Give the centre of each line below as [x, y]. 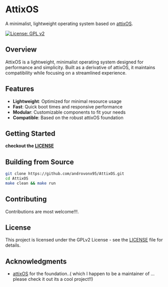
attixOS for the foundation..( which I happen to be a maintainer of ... [83, 274]
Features [20, 89]
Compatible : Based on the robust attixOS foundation [68, 117]
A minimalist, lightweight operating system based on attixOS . [69, 24]
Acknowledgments [36, 261]
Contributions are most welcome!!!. [42, 211]
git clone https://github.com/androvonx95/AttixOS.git [65, 174]
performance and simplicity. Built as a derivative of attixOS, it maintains [80, 67]
